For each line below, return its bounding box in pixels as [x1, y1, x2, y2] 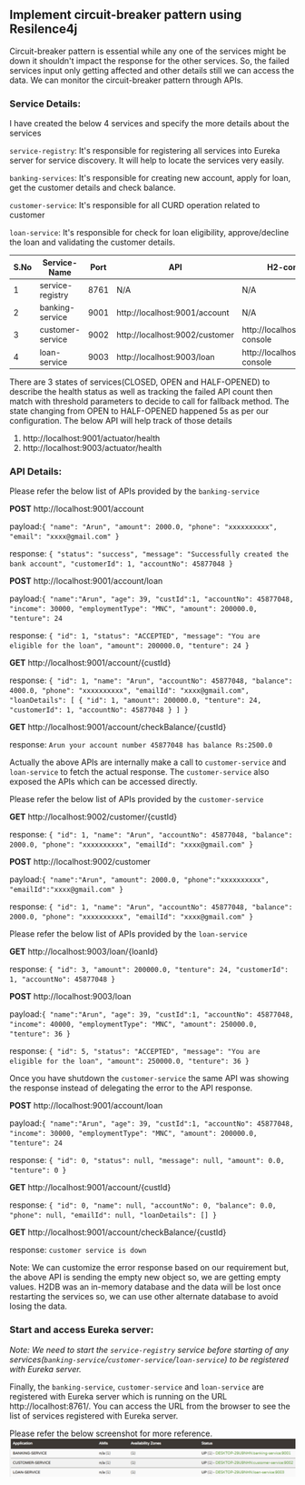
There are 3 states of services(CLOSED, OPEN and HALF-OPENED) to [9, 376, 271, 387]
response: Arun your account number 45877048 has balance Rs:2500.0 [9, 739, 273, 750]
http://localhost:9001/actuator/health [22, 433, 161, 444]
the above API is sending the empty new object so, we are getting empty [9, 1272, 281, 1283]
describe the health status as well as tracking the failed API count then [9, 386, 273, 397]
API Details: [9, 466, 62, 478]
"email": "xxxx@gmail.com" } [9, 532, 120, 542]
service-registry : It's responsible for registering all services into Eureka [9, 145, 280, 156]
